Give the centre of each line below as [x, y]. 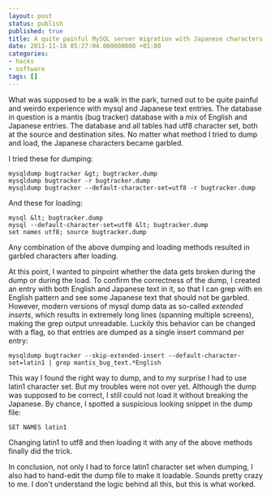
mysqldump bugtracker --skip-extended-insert [86, 355]
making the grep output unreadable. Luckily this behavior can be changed [132, 323]
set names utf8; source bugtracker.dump [78, 232]
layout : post [30, 16]
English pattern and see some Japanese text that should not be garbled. [129, 297]
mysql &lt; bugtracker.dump [56, 218]
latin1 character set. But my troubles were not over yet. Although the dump [133, 386]
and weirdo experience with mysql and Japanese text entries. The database [135, 108]
